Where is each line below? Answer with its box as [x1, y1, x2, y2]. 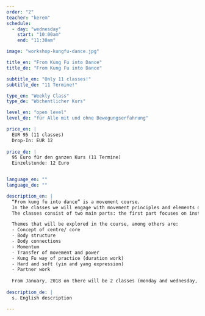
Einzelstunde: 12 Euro [12, 160, 70, 167]
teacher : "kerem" [6, 15, 51, 21]
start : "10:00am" [17, 32, 62, 38]
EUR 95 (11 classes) [12, 132, 64, 138]
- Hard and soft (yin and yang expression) [12, 260, 124, 267]
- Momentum [12, 243, 40, 250]
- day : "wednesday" [12, 26, 62, 32]
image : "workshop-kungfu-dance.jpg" [6, 48, 99, 55]
